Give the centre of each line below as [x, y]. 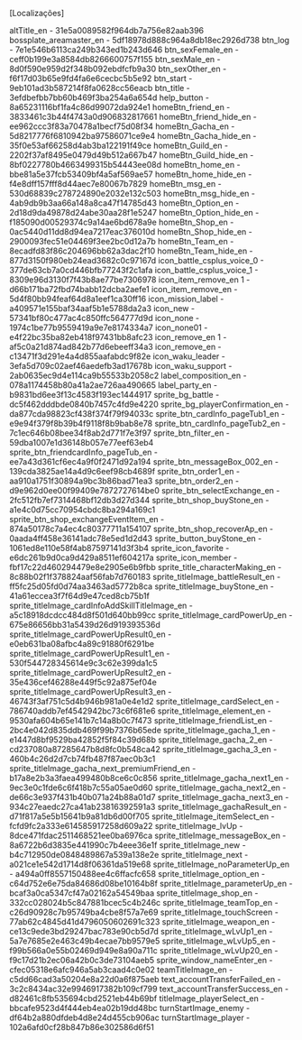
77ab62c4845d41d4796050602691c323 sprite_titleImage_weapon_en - [142, 922]
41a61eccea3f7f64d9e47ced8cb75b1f [80, 596]
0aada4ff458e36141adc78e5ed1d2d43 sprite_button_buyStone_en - [136, 538]
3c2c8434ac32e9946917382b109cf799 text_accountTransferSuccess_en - [149, 989]
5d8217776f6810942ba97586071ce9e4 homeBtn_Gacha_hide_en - [133, 136]
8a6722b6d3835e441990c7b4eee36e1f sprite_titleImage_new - [128, 845]
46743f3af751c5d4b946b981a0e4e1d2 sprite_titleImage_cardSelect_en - [144, 701]
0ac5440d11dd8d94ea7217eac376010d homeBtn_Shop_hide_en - [131, 232]
